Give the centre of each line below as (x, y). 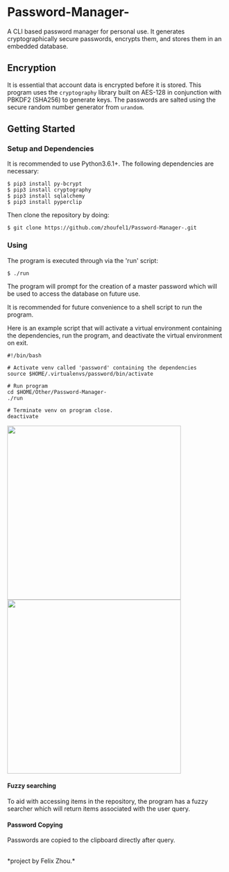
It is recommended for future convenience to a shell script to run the (105, 307)
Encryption (32, 68)
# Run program (28, 386)
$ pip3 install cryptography (49, 190)
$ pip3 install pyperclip (44, 203)
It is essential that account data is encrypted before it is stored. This (104, 85)
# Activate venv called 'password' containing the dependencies (102, 367)
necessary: (23, 171)
